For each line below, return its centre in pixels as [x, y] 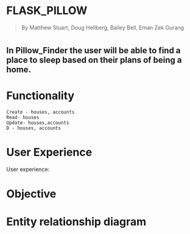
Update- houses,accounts [38, 123]
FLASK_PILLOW [47, 11]
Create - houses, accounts [40, 112]
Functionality [40, 96]
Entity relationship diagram [76, 222]
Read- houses [23, 118]
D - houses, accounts [34, 128]
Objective [31, 194]
